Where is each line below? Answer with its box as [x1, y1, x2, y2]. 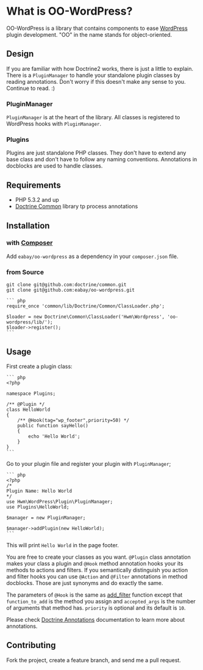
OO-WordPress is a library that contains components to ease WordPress [6, 24, 188, 32]
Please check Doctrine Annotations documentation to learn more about [6, 616, 185, 623]
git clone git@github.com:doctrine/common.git [6, 282, 127, 288]
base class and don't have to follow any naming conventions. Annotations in [6, 156, 198, 163]
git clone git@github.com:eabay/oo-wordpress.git [6, 287, 135, 293]
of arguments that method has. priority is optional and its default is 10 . [6, 604, 186, 611]
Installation [6, 220, 50, 230]
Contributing [6, 640, 56, 650]
